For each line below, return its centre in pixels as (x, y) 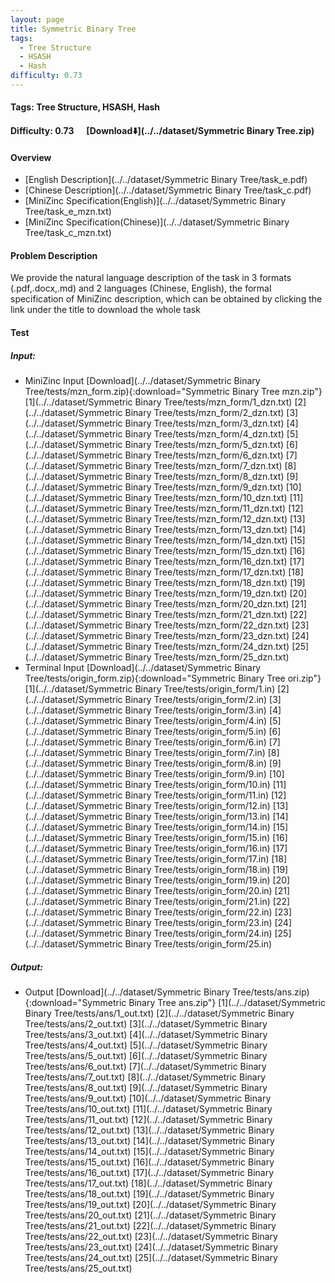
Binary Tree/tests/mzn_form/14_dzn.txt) (206, 540)
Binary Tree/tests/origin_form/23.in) (198, 923)
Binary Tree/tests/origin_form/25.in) (198, 944)
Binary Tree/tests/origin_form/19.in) (197, 880)
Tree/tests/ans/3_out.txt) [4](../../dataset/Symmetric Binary (146, 1034)
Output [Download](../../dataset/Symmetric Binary (127, 992)
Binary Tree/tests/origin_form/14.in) (197, 827)
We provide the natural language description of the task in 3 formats (151, 278)
